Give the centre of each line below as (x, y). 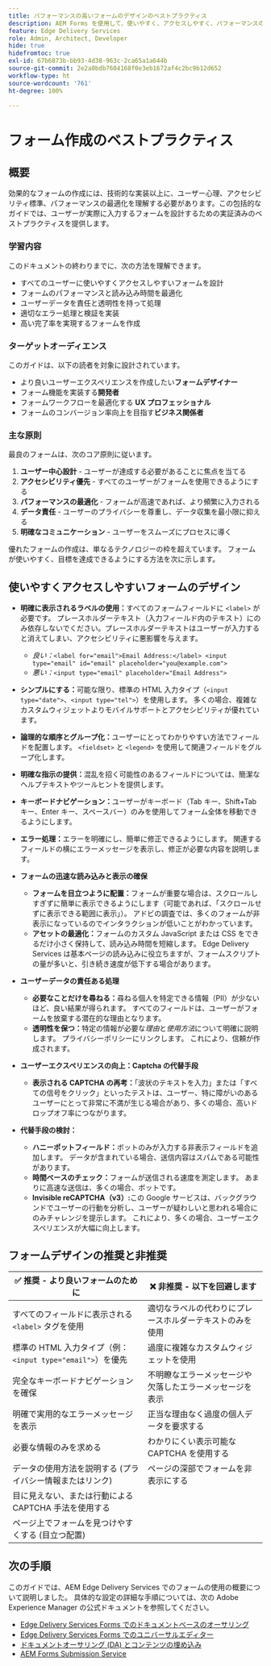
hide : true (27, 46)
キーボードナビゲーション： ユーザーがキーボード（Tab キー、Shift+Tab (138, 802)
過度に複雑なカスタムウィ (196, 1347)
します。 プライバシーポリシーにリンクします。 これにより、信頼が (143, 1039)
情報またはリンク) (78, 1481)
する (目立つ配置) (53, 1535)
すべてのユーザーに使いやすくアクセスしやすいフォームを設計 (122, 282)
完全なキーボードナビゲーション (73, 1381)
